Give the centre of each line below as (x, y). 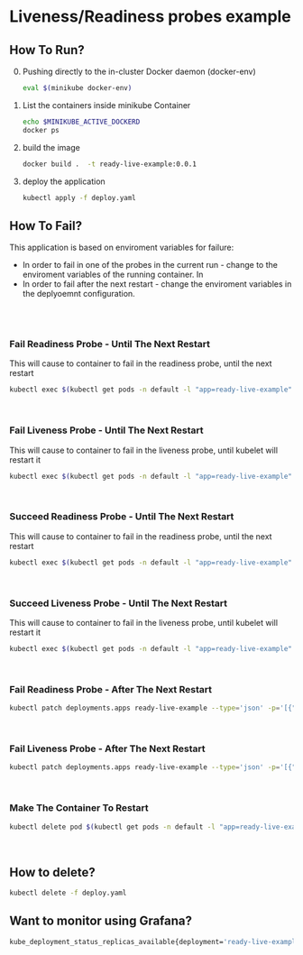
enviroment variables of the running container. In (113, 275)
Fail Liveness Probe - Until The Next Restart (107, 430)
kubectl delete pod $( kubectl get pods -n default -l (113, 827)
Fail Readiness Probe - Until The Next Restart (110, 344)
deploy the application (64, 181)
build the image (51, 147)
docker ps (41, 130)
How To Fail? (46, 226)
